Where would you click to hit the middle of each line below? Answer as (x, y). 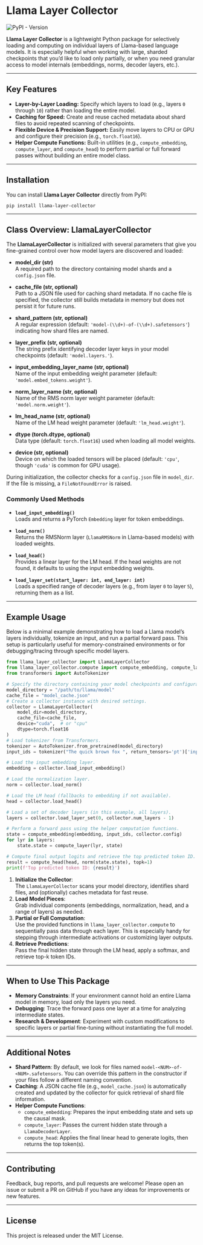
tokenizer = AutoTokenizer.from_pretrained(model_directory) (85, 746)
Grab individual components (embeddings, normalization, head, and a (102, 905)
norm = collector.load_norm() (44, 785)
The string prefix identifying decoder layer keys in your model (92, 349)
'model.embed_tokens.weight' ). (53, 380)
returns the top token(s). (54, 1144)
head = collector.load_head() (44, 801)
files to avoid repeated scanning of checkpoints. (75, 123)
